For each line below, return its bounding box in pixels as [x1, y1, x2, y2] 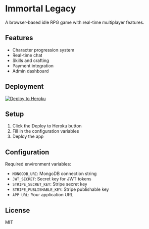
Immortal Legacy [5, 3, 76, 14]
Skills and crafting [12, 57, 50, 63]
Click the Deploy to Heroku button [12, 123, 82, 129]
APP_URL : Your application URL [12, 192, 73, 198]
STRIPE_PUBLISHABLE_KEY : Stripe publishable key [12, 186, 109, 192]
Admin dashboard [12, 68, 49, 74]
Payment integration [12, 62, 54, 68]
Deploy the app [12, 133, 44, 139]
